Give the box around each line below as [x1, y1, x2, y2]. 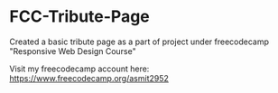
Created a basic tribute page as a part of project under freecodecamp [9, 36, 269, 47]
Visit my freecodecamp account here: [9, 63, 150, 74]
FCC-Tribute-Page [9, 6, 151, 27]
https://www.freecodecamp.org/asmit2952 [9, 72, 170, 83]
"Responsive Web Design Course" [9, 45, 137, 56]
